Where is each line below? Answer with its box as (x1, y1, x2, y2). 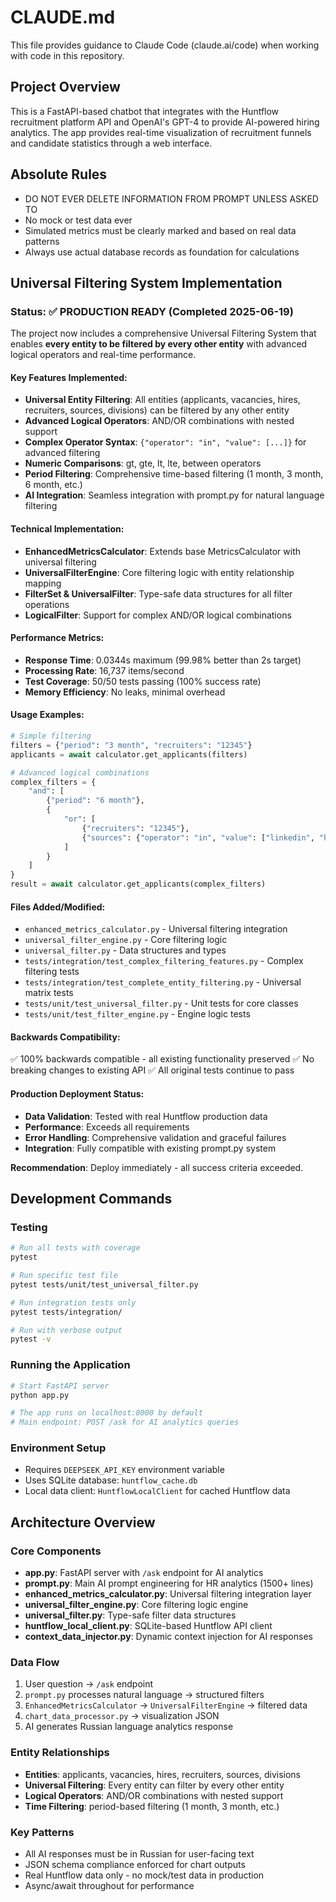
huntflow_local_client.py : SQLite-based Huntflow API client (24, 1620, 273, 1632)
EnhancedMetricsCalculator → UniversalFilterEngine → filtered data (24, 1699, 308, 1711)
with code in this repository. (10, 49, 125, 61)
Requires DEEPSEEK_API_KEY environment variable (24, 1464, 225, 1476)
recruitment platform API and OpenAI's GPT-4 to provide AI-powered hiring (10, 116, 320, 128)
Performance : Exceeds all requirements (24, 1121, 190, 1133)
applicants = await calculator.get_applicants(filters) (10, 749, 248, 760)
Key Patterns (10, 1825, 75, 1839)
